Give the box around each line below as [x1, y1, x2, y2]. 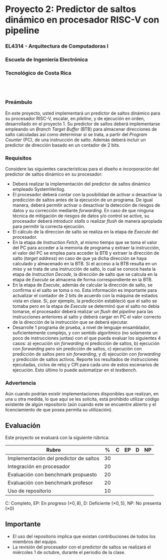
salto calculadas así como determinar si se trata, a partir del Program [5, 131, 147, 137]
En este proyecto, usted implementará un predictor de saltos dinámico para [5, 110, 160, 116]
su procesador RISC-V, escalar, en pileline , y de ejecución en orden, [5, 115, 145, 121]
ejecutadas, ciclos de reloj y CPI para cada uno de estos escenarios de [12, 361, 159, 367]
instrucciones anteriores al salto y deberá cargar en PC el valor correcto [12, 314, 161, 320]
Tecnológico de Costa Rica [5, 69, 71, 76]
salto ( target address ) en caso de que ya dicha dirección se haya [12, 255, 147, 261]
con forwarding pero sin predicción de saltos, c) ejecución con [12, 345, 142, 351]
